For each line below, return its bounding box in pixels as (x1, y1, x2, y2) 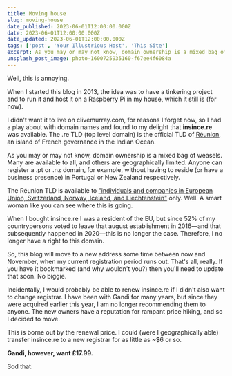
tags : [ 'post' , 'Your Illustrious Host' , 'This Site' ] (7, 42, 168, 49)
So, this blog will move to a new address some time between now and (7, 250, 206, 258)
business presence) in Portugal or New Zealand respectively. (7, 173, 181, 181)
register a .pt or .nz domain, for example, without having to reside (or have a (7, 165, 224, 173)
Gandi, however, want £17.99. (7, 348, 93, 357)
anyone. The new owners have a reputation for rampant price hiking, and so (7, 307, 223, 315)
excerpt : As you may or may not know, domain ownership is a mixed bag (7, 49, 217, 56)
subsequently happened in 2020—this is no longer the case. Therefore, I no (7, 229, 223, 237)
